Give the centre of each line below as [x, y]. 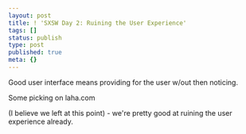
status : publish [35, 38]
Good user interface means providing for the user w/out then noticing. [123, 82]
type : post [26, 45]
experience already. [41, 121]
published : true [35, 52]
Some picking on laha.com [52, 98]
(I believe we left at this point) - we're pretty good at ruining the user [120, 113]
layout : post [30, 15]
